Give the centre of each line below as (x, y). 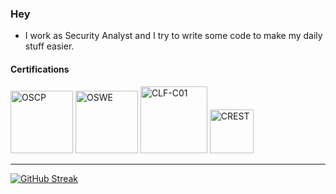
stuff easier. (49, 46)
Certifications (40, 69)
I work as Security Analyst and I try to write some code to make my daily (173, 36)
